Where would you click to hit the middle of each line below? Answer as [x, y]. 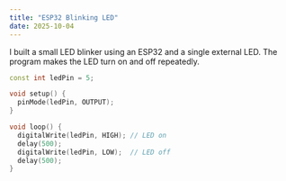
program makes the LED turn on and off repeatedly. [105, 61]
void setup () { [38, 94]
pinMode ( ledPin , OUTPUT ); [66, 103]
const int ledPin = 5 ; [52, 77]
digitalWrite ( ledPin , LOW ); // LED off [94, 152]
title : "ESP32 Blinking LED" [64, 18]
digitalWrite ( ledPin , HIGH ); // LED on [92, 135]
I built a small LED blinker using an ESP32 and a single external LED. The [143, 51]
